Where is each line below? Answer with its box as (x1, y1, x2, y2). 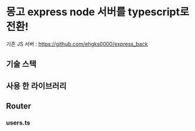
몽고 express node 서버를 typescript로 (6, 5, 190, 19)
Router (6, 101, 32, 111)
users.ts (6, 119, 30, 127)
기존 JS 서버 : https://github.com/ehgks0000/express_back (6, 40, 148, 47)
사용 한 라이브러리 (6, 81, 67, 91)
